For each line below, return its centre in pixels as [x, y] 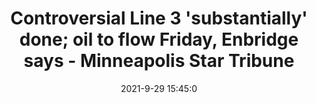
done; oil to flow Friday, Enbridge [159, 39]
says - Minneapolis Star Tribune [159, 61]
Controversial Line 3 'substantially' [159, 18]
